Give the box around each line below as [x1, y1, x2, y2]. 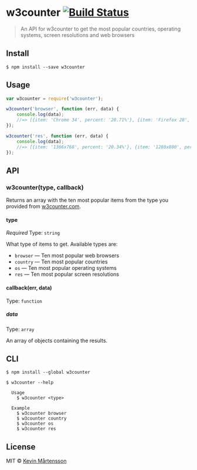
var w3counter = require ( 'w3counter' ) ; [6, 96, 104, 102]
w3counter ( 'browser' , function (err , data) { [6, 106, 119, 112]
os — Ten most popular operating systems [14, 265, 117, 272]
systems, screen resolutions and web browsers [20, 31, 135, 38]
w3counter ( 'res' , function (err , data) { [6, 133, 109, 139]
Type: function [6, 297, 43, 305]
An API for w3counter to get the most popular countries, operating [20, 25, 181, 32]
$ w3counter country [16, 415, 67, 422]
